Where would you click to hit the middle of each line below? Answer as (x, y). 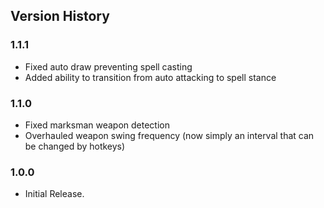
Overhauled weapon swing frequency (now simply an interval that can (169, 135)
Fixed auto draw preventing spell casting (108, 66)
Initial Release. (54, 194)
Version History (60, 16)
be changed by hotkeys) (75, 146)
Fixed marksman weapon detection (97, 125)
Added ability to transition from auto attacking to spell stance (150, 77)
